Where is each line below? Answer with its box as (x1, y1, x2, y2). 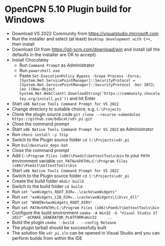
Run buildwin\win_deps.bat (11, 142, 68, 148)
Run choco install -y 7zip (11, 131, 68, 137)
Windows (4, 14, 45, 25)
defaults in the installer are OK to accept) (11, 51, 96, 58)
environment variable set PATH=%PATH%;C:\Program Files (11, 158, 128, 164)
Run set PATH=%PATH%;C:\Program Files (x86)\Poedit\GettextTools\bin (11, 204, 160, 210)
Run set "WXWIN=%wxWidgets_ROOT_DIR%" (11, 199, 93, 205)
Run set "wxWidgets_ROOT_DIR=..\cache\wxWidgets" (11, 188, 117, 194)
